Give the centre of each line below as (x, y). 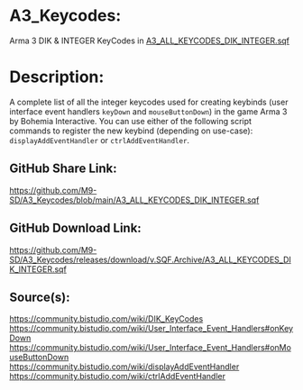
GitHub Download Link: (75, 228)
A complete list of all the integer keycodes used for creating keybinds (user (149, 102)
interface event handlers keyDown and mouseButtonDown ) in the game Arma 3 (148, 111)
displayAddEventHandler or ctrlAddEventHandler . (100, 140)
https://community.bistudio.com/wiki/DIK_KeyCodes (106, 319)
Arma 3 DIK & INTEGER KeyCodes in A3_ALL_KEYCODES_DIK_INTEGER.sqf (150, 41)
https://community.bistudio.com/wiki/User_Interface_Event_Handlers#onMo (150, 348)
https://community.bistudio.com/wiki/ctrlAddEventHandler (118, 376)
